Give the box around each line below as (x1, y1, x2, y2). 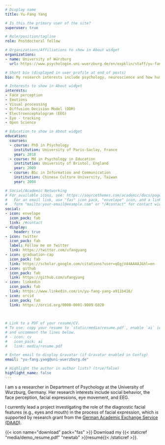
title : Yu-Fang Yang (5, 12, 48, 17)
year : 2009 (14, 166, 36, 171)
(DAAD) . (5, 419, 22, 425)
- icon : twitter (5, 234, 38, 239)
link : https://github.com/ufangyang (9, 275, 84, 280)
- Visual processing (5, 102, 48, 107)
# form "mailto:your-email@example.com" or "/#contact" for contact (5, 202, 153, 207)
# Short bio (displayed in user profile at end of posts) (5, 70, 126, 75)
